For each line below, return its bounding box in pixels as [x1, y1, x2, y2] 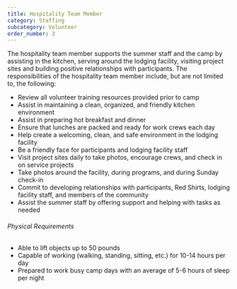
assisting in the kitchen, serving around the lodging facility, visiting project [7, 57, 224, 66]
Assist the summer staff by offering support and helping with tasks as [17, 199, 221, 207]
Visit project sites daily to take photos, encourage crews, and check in [17, 153, 223, 162]
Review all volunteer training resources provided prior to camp [17, 93, 200, 102]
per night [17, 273, 45, 283]
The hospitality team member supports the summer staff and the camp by [7, 49, 223, 58]
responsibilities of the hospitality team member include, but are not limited [7, 72, 224, 81]
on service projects [17, 160, 74, 170]
